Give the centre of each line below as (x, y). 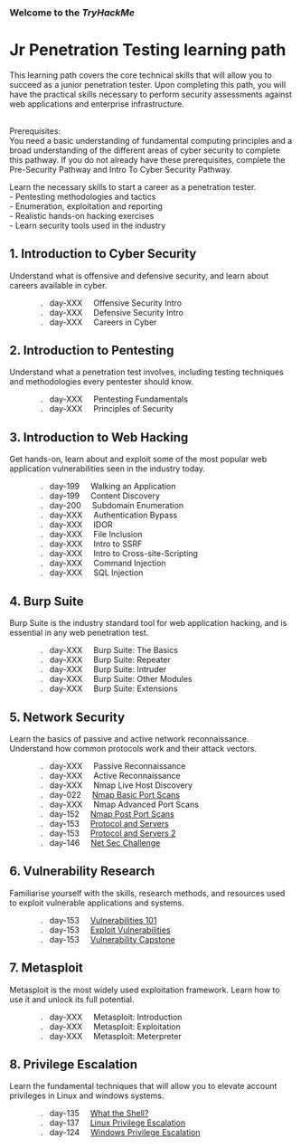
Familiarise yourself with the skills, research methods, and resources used (147, 893)
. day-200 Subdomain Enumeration (112, 506)
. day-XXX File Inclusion (91, 535)
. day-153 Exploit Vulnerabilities (105, 930)
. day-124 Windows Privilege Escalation (120, 1133)
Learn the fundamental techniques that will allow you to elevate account (143, 1086)
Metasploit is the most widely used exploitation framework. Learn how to (145, 990)
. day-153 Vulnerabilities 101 (99, 920)
